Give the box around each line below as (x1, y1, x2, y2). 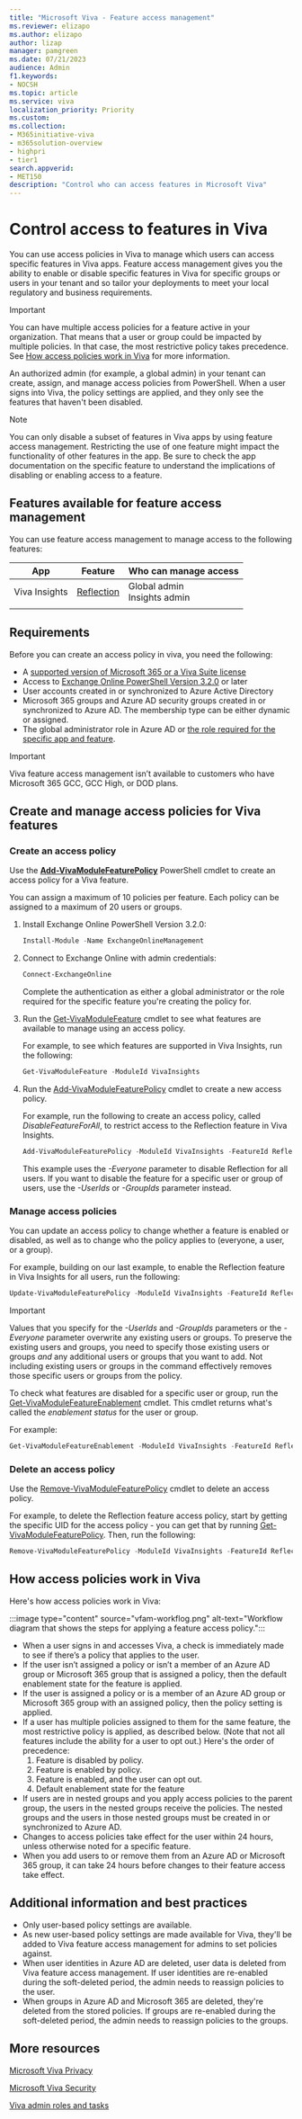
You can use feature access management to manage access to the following (9, 533, 292, 544)
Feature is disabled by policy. (35, 1755, 144, 1766)
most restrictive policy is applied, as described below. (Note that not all (22, 1726, 286, 1737)
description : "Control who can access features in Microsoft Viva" (9, 181, 268, 190)
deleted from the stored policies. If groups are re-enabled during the (22, 2005, 276, 2016)
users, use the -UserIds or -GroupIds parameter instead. (22, 1182, 232, 1193)
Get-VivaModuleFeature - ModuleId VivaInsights (22, 1068, 200, 1077)
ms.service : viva (9, 96, 75, 106)
